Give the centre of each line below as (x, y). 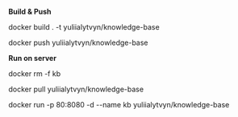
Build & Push (30, 12)
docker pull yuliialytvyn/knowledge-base (76, 89)
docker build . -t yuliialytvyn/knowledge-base (84, 27)
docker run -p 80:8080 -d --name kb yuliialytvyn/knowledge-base (119, 105)
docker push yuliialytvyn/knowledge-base (78, 42)
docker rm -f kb (35, 74)
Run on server (32, 58)
